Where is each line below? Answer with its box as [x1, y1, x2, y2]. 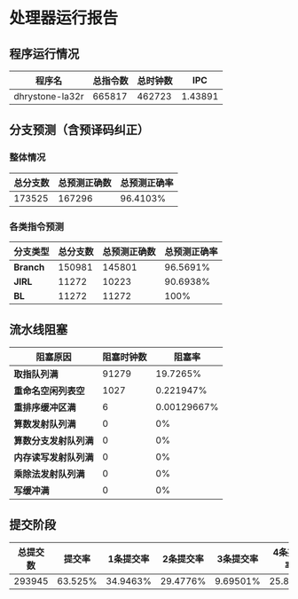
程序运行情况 [9, 46, 80, 61]
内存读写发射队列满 [13, 451, 95, 463]
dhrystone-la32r [13, 91, 84, 102]
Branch [13, 261, 45, 273]
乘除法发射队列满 [13, 468, 86, 480]
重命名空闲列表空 [13, 384, 86, 397]
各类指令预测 [9, 220, 65, 233]
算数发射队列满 [13, 418, 77, 430]
